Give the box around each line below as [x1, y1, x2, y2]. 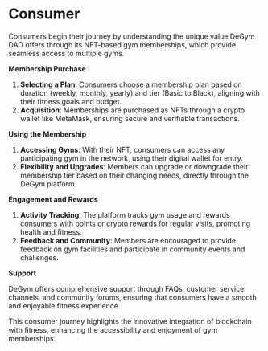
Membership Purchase [8, 63, 86, 73]
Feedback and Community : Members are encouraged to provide [19, 235, 236, 245]
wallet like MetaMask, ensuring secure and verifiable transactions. [19, 113, 240, 123]
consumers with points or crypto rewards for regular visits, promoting [19, 218, 251, 228]
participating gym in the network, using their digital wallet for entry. [19, 153, 243, 163]
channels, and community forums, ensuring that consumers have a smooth [8, 292, 258, 302]
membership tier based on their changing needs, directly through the [19, 170, 249, 180]
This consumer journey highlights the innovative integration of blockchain [8, 316, 252, 326]
